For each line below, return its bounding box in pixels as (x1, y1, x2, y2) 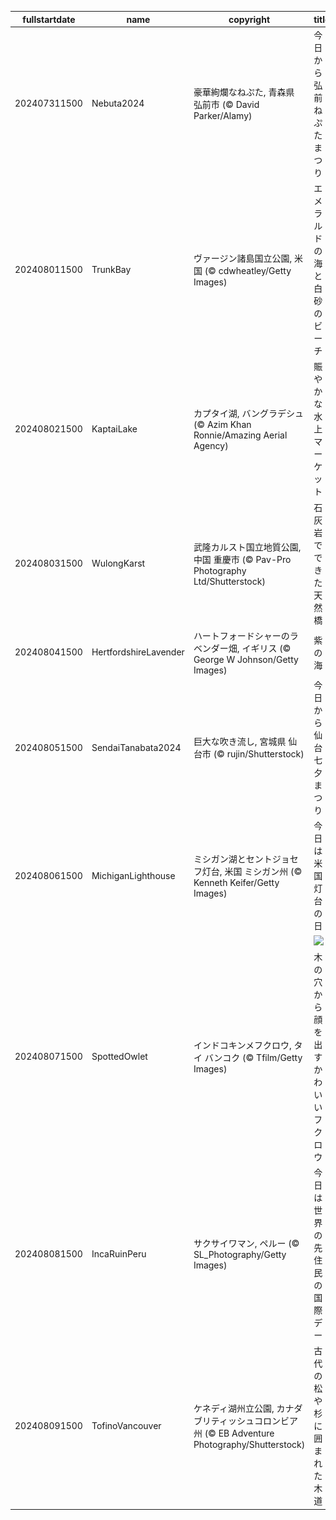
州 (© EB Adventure (193, 1427, 275, 1439)
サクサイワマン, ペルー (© (193, 1237, 300, 1249)
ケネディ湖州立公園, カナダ (193, 1402, 303, 1414)
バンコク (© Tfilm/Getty (204, 1052, 303, 1064)
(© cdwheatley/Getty (204, 264, 292, 276)
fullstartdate (22, 13, 76, 25)
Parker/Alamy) (193, 110, 253, 122)
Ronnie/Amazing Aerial (193, 429, 288, 441)
